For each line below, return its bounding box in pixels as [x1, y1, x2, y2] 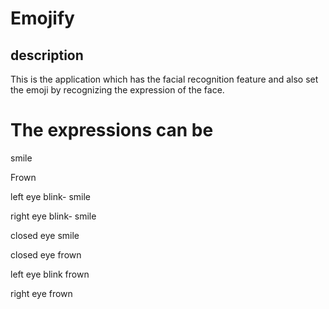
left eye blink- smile [10, 190, 92, 202]
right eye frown [10, 287, 73, 299]
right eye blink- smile [10, 210, 97, 222]
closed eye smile [10, 229, 80, 241]
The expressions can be [10, 119, 214, 142]
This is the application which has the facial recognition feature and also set [10, 73, 319, 85]
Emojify [10, 7, 75, 30]
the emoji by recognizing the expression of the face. [10, 84, 225, 96]
